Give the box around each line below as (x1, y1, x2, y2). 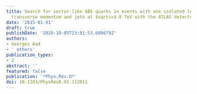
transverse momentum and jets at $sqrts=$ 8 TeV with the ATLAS (11, 14, 172, 20)
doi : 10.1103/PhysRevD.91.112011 (6, 79, 88, 85)
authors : (6, 36, 28, 41)
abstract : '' (6, 62, 38, 69)
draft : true (6, 25, 35, 31)
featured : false (6, 68, 46, 74)
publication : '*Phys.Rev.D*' (6, 74, 77, 79)
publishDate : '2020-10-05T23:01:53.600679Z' (6, 30, 117, 36)
